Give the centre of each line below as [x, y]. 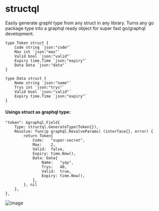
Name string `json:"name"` [43, 83]
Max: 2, [44, 145]
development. [20, 33]
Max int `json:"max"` [37, 52]
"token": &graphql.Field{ [33, 123]
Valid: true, [56, 171]
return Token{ [38, 136]
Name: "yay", [57, 163]
